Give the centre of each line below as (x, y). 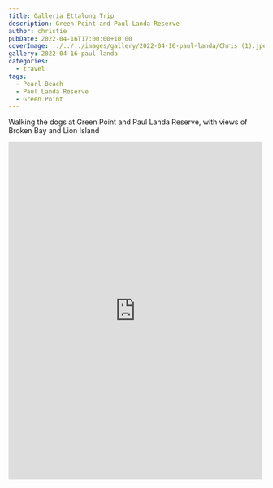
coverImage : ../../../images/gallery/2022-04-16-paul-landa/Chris (123, 46)
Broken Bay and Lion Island (54, 131)
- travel (30, 69)
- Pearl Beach (39, 84)
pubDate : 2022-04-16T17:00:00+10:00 (70, 39)
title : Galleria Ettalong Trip (61, 16)
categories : (28, 62)
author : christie (38, 31)
